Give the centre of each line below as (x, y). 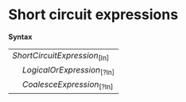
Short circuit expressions (93, 15)
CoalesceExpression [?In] (68, 85)
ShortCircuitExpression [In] (61, 56)
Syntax (20, 37)
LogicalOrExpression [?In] (69, 71)
